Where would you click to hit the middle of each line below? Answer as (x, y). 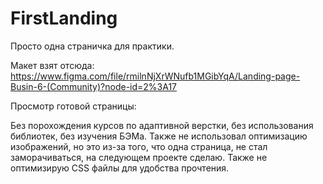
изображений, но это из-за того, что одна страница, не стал (139, 146)
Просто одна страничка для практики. (92, 46)
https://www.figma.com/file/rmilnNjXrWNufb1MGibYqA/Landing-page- (155, 76)
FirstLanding (64, 18)
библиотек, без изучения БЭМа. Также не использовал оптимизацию (159, 136)
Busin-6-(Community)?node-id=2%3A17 (94, 86)
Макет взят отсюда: (52, 65)
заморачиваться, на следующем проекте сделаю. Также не (139, 157)
